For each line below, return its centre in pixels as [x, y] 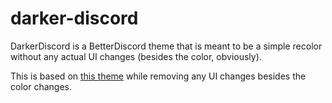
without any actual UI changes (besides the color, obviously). [136, 56]
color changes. [41, 86]
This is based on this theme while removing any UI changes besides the [158, 76]
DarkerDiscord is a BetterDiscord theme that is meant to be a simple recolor [166, 46]
